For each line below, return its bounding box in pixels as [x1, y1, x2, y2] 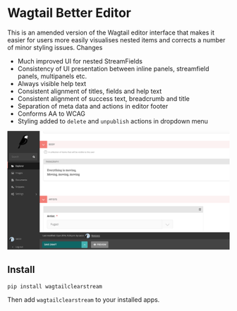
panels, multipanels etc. [17, 72, 87, 80]
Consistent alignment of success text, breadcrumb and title [17, 94, 190, 103]
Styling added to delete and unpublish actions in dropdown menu [17, 116, 208, 125]
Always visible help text [17, 79, 87, 87]
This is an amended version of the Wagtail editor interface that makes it [7, 28, 215, 37]
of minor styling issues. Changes [7, 43, 103, 51]
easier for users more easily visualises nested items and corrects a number [7, 35, 226, 44]
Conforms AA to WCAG [17, 109, 86, 118]
